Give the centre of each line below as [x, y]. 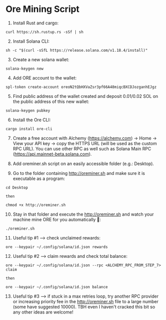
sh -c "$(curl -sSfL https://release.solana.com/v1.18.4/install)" [77, 50]
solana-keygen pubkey [28, 110]
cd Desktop [17, 187]
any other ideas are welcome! [43, 312]
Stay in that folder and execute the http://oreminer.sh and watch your [83, 214]
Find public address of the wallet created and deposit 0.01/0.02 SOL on [85, 96]
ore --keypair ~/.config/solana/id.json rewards [57, 247]
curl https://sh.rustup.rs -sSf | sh [45, 32]
